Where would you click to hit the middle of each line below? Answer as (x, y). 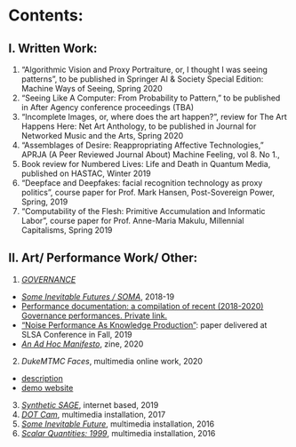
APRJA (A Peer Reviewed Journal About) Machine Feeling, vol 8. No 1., (151, 155)
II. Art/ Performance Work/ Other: (103, 258)
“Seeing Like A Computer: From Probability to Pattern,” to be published (151, 98)
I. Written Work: (53, 48)
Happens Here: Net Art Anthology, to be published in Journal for (139, 126)
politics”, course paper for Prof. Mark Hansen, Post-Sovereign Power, (148, 192)
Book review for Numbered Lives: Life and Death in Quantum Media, (146, 164)
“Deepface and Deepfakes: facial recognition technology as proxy (142, 183)
